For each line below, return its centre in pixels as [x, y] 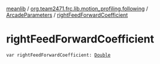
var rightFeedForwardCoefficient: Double [59, 55]
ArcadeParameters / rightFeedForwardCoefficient [67, 15]
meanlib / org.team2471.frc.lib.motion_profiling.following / [77, 9]
